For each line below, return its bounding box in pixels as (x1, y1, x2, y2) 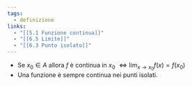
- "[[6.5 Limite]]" (13, 36, 70, 43)
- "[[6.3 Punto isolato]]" (13, 42, 92, 49)
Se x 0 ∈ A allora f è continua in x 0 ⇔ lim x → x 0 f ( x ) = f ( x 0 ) (17, 61, 186, 72)
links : (7, 23, 26, 30)
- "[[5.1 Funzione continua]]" (13, 29, 104, 36)
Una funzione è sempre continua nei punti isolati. (17, 71, 158, 79)
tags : (7, 10, 23, 17)
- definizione (13, 17, 54, 23)
